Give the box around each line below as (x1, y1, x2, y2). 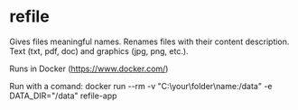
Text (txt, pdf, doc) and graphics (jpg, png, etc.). (9, 45, 189, 56)
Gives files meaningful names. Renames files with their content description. (9, 36, 290, 47)
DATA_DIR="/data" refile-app (9, 90, 117, 101)
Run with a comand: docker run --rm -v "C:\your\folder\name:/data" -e (9, 80, 273, 91)
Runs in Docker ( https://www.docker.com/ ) (9, 63, 169, 74)
